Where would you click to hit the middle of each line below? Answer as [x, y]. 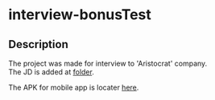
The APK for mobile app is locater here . [74, 87]
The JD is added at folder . [51, 72]
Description [38, 44]
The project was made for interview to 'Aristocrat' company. [108, 63]
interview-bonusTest [80, 15]
